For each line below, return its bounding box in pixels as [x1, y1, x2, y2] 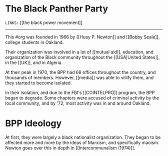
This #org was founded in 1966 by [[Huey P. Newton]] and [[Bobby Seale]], [5, 33, 160, 40]
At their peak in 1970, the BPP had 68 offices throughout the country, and [5, 69, 156, 75]
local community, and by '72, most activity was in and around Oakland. [5, 100, 151, 106]
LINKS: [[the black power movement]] [5, 19, 82, 25]
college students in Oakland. [5, 39, 64, 45]
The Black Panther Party [5, 3, 108, 14]
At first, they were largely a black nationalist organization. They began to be [5, 134, 161, 140]
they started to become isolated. [5, 79, 72, 85]
